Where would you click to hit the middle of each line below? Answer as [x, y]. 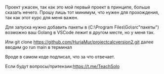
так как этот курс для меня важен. [42, 18]
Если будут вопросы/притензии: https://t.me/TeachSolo [62, 66]
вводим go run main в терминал [39, 47]
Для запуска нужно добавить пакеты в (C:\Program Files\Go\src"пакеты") [82, 27]
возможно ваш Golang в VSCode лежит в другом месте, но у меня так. [80, 32]
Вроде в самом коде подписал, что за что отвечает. [60, 57]
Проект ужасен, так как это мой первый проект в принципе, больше [78, 7]
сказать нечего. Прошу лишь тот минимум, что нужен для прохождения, [82, 12]
